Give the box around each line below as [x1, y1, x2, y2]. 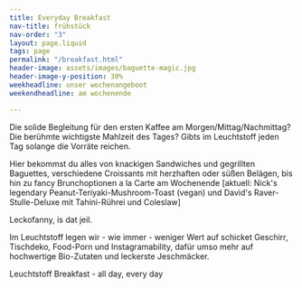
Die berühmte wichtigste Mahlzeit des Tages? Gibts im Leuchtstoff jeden [9, 131, 279, 142]
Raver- [253, 187, 279, 198]
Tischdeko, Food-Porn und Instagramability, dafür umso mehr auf [9, 241, 254, 252]
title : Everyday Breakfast [9, 13, 111, 23]
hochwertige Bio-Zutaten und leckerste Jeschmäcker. [9, 250, 210, 262]
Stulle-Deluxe [9, 196, 61, 208]
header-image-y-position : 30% [9, 72, 124, 81]
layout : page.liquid [9, 38, 88, 48]
